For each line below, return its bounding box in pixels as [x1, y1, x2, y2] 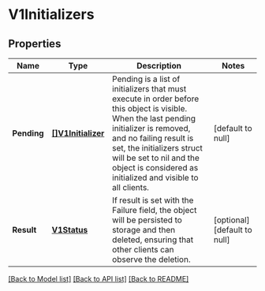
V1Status [51, 225, 88, 235]
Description [136, 61, 181, 71]
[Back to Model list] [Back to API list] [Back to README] [8, 274, 189, 283]
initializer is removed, [111, 123, 191, 133]
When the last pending [111, 113, 196, 124]
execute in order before [111, 93, 200, 104]
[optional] [213, 215, 250, 226]
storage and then [111, 225, 176, 235]
